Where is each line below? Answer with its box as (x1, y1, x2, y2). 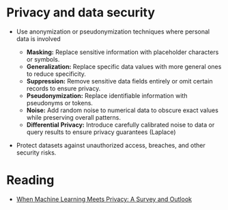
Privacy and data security (6, 5, 155, 21)
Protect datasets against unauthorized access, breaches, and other (16, 141, 206, 149)
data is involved (16, 34, 61, 42)
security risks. (16, 148, 57, 157)
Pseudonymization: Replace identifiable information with (26, 91, 188, 100)
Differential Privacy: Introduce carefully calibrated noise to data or (26, 120, 215, 129)
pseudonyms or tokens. (26, 99, 94, 107)
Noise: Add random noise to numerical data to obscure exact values (26, 106, 219, 114)
